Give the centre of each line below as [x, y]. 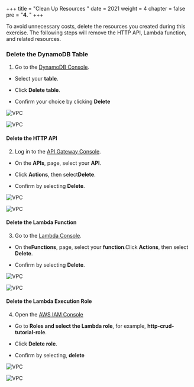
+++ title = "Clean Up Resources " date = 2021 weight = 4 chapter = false [96, 9]
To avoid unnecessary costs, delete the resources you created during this [96, 26]
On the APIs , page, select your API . [58, 163]
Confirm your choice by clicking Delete [62, 102]
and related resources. [34, 39]
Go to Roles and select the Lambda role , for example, [80, 326]
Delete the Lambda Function [41, 222]
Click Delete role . [36, 344]
